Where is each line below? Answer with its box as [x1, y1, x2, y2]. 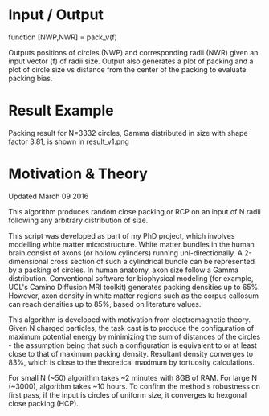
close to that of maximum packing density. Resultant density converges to [8, 349, 254, 358]
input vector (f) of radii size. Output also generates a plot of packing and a [8, 56, 254, 66]
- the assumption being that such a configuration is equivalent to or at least [8, 340, 257, 350]
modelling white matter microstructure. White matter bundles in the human [8, 239, 255, 249]
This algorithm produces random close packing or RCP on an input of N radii [8, 206, 261, 216]
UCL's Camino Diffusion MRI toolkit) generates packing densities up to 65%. [8, 282, 261, 292]
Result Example [8, 102, 114, 120]
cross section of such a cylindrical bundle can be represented [50, 256, 255, 266]
